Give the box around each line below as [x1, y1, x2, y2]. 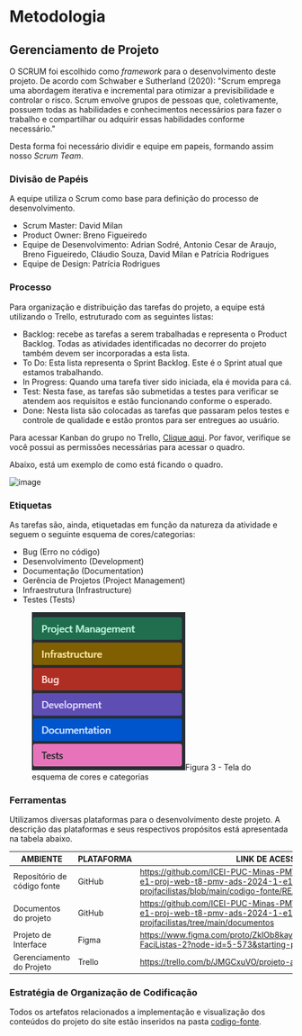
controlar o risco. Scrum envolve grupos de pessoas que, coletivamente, [9, 95, 279, 105]
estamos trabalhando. [22, 366, 103, 377]
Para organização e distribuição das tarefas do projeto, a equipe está [9, 302, 265, 312]
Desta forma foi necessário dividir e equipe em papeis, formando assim [9, 141, 274, 151]
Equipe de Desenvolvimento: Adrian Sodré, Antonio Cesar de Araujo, [22, 239, 277, 250]
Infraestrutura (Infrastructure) [22, 584, 132, 595]
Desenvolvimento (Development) [22, 555, 145, 566]
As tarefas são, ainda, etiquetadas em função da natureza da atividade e [9, 519, 278, 530]
